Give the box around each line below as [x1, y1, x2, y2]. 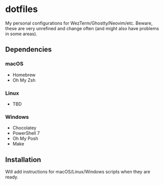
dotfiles [5, 4, 38, 15]
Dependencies [5, 45, 52, 54]
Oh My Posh [12, 135, 39, 141]
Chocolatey [12, 125, 37, 131]
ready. [5, 174, 19, 180]
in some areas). [5, 31, 38, 37]
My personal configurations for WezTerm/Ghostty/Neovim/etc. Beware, [5, 20, 153, 26]
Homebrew [12, 72, 36, 78]
